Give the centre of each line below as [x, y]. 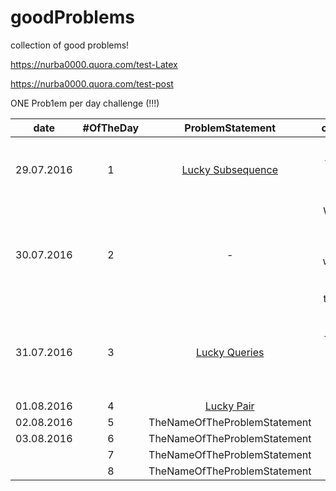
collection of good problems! [70, 45]
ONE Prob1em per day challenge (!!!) [85, 103]
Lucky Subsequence [229, 169]
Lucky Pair [229, 406]
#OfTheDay [111, 128]
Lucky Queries [230, 352]
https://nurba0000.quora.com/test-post [92, 83]
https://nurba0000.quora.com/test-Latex [94, 64]
